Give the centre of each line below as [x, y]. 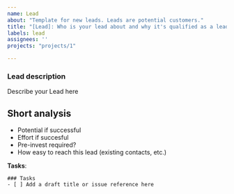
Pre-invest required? [47, 145]
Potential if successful [49, 130]
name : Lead [23, 14]
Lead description [37, 76]
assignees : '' [28, 40]
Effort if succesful [43, 138]
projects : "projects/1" [42, 46]
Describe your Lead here [43, 92]
